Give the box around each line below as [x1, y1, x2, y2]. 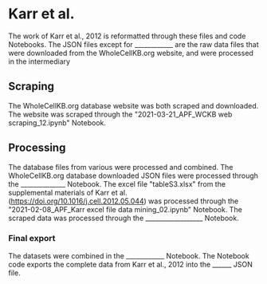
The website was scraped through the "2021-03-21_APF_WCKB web [8, 109, 233, 119]
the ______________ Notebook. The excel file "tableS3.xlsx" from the [8, 179, 226, 188]
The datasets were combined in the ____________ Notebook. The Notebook [8, 250, 249, 260]
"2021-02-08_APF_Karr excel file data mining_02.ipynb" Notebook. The [8, 204, 243, 214]
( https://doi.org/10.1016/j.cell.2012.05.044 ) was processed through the [8, 196, 239, 206]
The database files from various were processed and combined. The [8, 162, 234, 172]
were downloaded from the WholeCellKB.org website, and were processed [8, 48, 253, 57]
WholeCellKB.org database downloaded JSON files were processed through [8, 171, 259, 180]
